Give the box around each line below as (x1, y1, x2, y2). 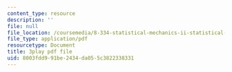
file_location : (7, 29, 51, 36)
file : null (7, 23, 39, 29)
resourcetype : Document (7, 42, 76, 49)
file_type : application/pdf (7, 36, 88, 43)
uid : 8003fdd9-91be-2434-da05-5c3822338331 (7, 55, 135, 62)
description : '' (7, 16, 54, 23)
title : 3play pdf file (7, 49, 72, 56)
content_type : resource (7, 10, 76, 17)
